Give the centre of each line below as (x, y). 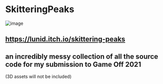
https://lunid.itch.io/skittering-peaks (65, 39)
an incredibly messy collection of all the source (82, 56)
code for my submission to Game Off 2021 (73, 64)
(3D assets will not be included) (38, 76)
